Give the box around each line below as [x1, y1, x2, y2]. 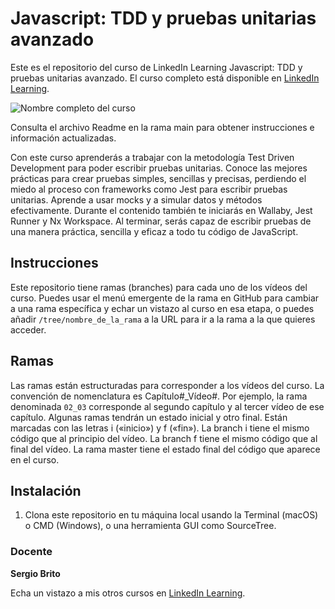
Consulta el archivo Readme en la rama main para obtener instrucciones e [10, 121, 315, 133]
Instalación [10, 482, 82, 499]
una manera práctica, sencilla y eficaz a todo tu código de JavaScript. [10, 225, 299, 237]
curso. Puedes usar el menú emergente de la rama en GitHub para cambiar [10, 292, 320, 304]
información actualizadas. [10, 132, 117, 144]
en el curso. [10, 453, 60, 466]
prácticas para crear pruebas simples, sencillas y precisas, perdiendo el [10, 172, 307, 184]
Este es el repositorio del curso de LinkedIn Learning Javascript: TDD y [10, 61, 303, 73]
